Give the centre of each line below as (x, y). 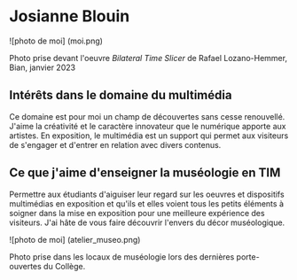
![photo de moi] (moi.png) (56, 41)
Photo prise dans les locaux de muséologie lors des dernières (122, 257)
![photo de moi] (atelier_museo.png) (75, 239)
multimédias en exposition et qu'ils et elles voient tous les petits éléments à (146, 203)
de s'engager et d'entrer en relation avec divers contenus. (115, 144)
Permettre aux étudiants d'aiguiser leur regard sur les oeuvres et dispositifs (147, 194)
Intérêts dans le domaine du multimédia (121, 95)
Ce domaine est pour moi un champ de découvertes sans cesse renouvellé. (147, 116)
